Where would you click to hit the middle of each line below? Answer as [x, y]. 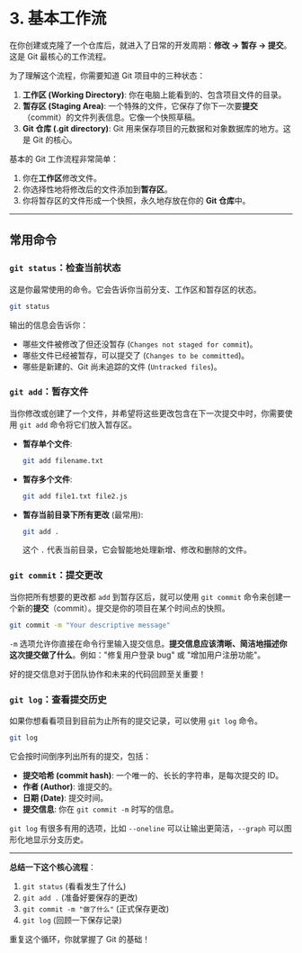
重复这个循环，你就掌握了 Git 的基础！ [80, 939]
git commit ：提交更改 [56, 576]
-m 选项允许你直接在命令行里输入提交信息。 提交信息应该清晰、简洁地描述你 [148, 643]
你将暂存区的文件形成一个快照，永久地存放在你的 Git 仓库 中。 [136, 200]
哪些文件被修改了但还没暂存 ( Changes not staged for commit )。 [140, 344]
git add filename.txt [62, 460]
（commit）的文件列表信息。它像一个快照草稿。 [111, 117]
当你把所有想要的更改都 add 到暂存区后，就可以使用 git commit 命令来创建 [146, 596]
